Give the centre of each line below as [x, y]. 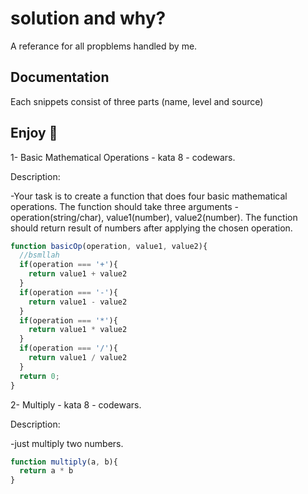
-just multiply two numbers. [67, 443]
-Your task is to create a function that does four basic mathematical [149, 196]
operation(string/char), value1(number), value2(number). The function [154, 217]
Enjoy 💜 [34, 133]
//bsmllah [39, 255]
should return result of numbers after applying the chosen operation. [151, 228]
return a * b [46, 471]
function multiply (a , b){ [64, 462]
